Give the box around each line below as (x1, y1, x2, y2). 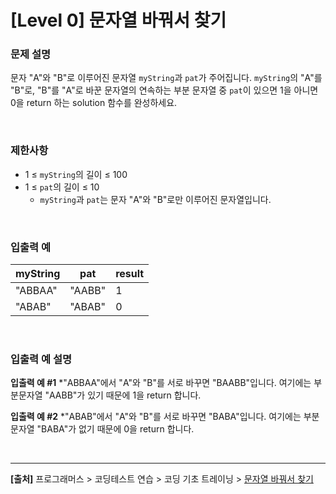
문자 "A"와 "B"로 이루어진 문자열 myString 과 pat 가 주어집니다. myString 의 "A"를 (10, 72, 323, 84)
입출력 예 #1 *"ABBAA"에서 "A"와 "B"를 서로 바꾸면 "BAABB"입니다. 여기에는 (10, 377, 312, 389)
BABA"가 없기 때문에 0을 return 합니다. (41, 423, 195, 435)
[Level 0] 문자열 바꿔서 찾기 (10, 9, 227, 32)
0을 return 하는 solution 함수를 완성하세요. (10, 97, 178, 109)
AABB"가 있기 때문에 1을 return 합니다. (48, 389, 202, 401)
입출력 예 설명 (10, 352, 73, 366)
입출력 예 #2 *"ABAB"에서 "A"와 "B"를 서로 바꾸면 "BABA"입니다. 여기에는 (10, 411, 302, 423)
